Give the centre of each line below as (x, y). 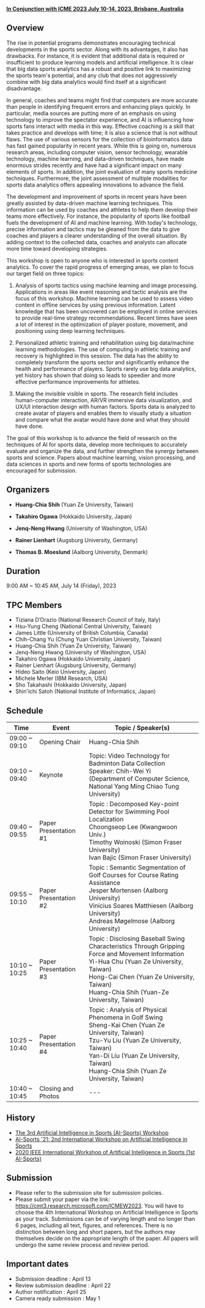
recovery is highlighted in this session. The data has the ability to (97, 356)
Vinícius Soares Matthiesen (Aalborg (141, 906)
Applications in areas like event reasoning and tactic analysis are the (101, 292)
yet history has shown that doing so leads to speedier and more (95, 375)
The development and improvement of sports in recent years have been (97, 196)
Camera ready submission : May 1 (58, 1298)
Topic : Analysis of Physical (128, 1010)
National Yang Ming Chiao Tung (134, 787)
